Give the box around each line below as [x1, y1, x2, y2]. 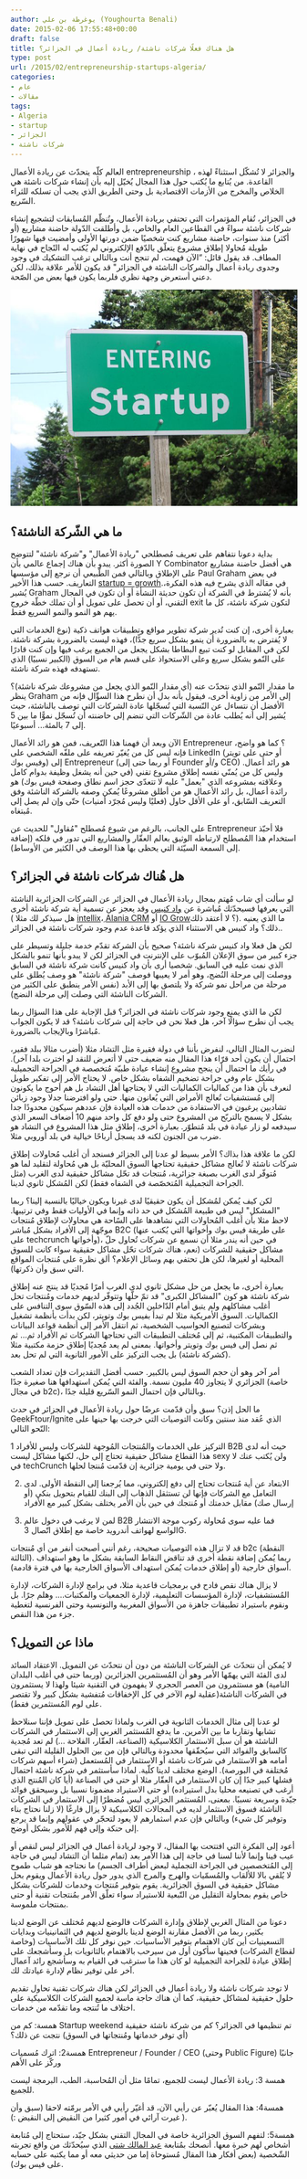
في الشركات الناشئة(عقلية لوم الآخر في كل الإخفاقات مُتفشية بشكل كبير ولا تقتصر [10, 1688, 288, 1699]
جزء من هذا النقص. [10, 1608, 76, 1619]
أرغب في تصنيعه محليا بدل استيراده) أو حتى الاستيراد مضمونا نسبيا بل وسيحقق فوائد [10, 1783, 294, 1794]
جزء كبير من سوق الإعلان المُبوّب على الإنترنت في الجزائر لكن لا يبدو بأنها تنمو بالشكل [10, 949, 298, 960]
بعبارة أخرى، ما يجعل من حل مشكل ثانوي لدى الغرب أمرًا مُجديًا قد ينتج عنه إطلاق [10, 1280, 284, 1292]
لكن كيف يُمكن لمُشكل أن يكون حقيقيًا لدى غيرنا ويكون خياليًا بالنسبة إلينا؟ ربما [10, 1195, 272, 1206]
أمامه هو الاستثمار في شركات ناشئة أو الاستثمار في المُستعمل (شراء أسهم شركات [10, 1754, 288, 1765]
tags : [10, 101, 31, 111]
